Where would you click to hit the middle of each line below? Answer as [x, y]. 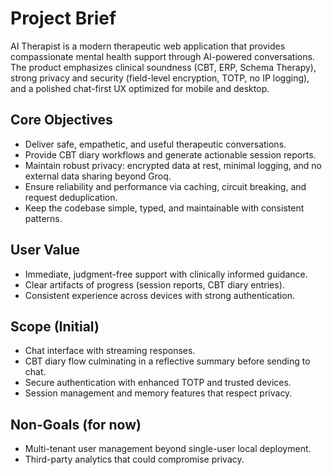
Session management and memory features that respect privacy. [158, 393]
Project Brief [63, 18]
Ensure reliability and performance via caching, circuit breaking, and [165, 186]
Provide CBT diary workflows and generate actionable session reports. [170, 154]
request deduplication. [71, 197]
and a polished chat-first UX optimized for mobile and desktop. [140, 88]
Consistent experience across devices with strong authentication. [159, 295]
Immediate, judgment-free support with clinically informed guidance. [166, 274]
